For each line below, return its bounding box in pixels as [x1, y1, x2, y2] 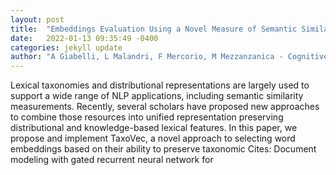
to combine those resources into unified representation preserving [10, 111, 284, 123]
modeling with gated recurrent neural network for [10, 154, 214, 166]
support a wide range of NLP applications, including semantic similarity [10, 90, 304, 102]
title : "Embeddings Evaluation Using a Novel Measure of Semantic [10, 24, 298, 34]
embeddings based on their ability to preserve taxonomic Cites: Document [10, 143, 317, 155]
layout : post [10, 14, 65, 25]
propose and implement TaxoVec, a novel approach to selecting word [10, 132, 296, 145]
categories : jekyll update [10, 42, 123, 53]
